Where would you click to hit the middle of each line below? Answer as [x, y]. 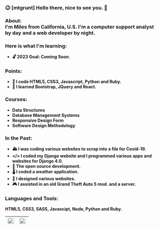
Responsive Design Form [38, 120]
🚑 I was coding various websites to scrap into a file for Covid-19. [79, 149]
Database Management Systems [46, 115]
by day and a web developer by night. [50, 33]
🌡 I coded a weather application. [45, 172]
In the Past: [19, 138]
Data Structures [28, 110]
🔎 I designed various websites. [44, 179]
